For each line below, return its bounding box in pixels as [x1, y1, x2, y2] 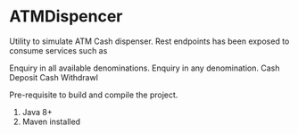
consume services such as [9, 45, 108, 55]
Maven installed [21, 116, 81, 127]
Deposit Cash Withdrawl [9, 71, 98, 82]
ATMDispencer [9, 6, 123, 27]
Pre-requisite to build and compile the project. [9, 89, 178, 100]
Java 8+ [21, 106, 53, 117]
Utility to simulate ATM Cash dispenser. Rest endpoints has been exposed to [9, 36, 290, 46]
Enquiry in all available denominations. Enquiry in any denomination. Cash [9, 63, 280, 73]
